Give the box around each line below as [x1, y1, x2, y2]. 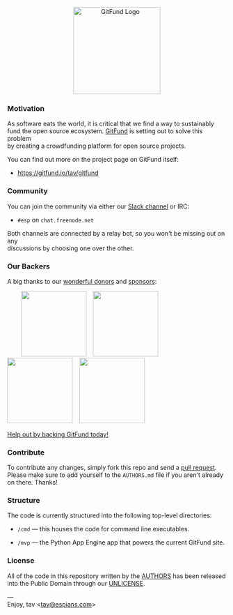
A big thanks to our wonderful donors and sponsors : [7, 277, 157, 285]
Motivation [7, 103, 45, 113]
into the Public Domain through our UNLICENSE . [7, 579, 145, 587]
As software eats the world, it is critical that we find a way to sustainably [7, 119, 214, 128]
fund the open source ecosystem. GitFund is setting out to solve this [7, 127, 203, 135]
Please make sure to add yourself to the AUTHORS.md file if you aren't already [7, 471, 224, 479]
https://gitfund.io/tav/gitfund [17, 169, 99, 177]
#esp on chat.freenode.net [17, 215, 94, 224]
